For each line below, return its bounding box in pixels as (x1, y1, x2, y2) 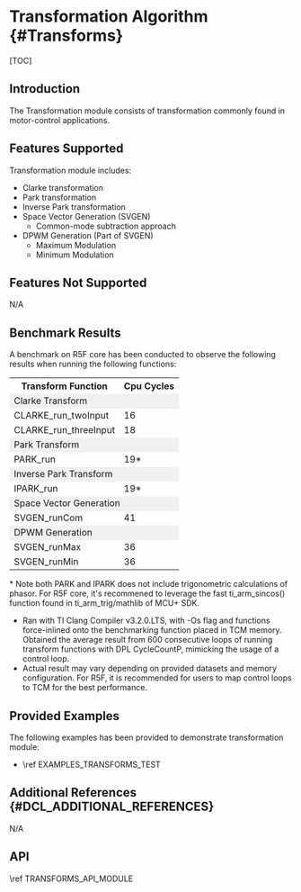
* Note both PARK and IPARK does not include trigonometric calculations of (9, 579, 288, 590)
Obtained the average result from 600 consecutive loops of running (22, 635, 273, 645)
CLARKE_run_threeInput (13, 424, 115, 437)
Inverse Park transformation (22, 201, 126, 212)
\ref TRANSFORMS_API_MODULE (9, 873, 134, 884)
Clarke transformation (22, 182, 104, 193)
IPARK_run (13, 482, 58, 495)
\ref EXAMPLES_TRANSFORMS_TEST (22, 759, 162, 770)
